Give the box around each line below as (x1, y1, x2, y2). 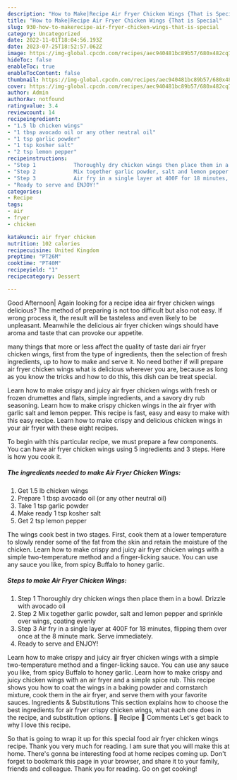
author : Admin (7, 89, 49, 96)
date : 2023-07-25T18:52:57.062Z (7, 43, 102, 50)
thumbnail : (7, 76, 39, 83)
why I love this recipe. (7, 721, 71, 729)
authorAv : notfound (7, 96, 65, 103)
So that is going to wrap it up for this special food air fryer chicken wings (7, 734, 219, 743)
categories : (7, 188, 42, 195)
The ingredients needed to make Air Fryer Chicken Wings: (7, 468, 181, 477)
